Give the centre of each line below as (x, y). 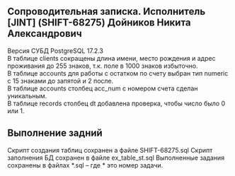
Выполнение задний (55, 133)
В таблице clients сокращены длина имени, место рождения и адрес (111, 58)
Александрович (45, 34)
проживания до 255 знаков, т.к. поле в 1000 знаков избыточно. (103, 66)
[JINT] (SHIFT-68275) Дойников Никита (99, 23)
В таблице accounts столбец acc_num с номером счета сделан (103, 88)
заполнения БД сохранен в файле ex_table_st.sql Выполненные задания (116, 158)
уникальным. (27, 95)
